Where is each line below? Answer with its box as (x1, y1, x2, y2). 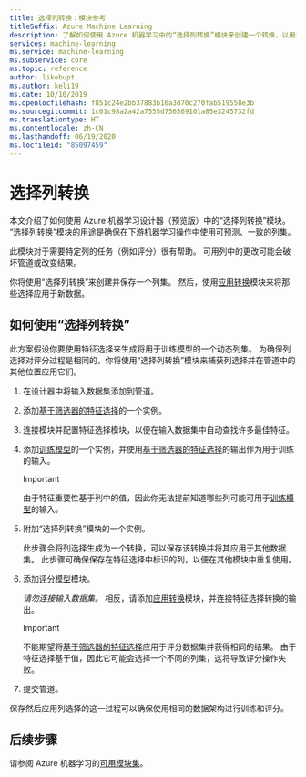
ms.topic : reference (9, 65, 88, 74)
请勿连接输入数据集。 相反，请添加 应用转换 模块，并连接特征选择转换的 (22, 593, 289, 604)
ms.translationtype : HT (9, 115, 100, 124)
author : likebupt (9, 73, 76, 82)
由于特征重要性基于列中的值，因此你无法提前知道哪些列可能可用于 (22, 492, 270, 503)
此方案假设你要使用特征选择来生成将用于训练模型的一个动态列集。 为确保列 (9, 343, 291, 354)
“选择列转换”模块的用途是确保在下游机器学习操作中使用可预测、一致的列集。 (9, 226, 296, 237)
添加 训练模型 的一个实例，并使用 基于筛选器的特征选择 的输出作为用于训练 (22, 444, 294, 455)
